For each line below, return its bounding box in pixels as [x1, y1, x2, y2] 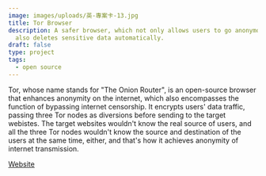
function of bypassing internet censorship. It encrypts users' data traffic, [8, 101, 245, 111]
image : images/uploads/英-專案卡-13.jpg [8, 11, 139, 20]
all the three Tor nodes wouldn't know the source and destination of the [8, 127, 241, 136]
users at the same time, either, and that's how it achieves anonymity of [8, 136, 239, 145]
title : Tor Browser [8, 19, 73, 27]
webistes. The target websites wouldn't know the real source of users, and [8, 118, 252, 128]
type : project [8, 48, 55, 56]
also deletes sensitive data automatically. [15, 33, 165, 42]
